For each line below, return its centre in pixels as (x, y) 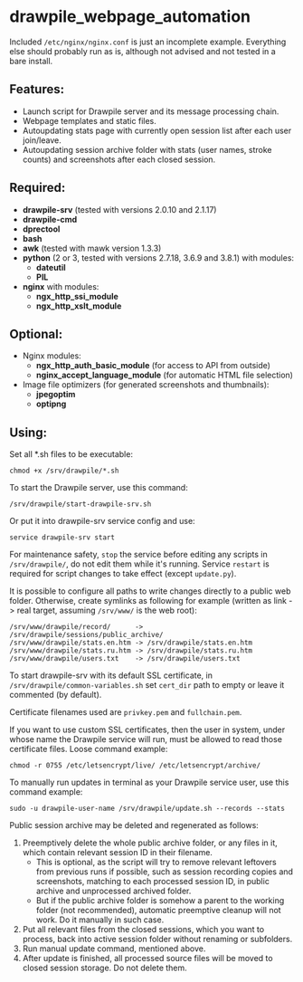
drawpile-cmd (50, 219)
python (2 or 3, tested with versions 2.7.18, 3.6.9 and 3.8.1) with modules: (158, 257)
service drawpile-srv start (62, 538)
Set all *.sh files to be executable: (71, 454)
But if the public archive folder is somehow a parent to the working (160, 901)
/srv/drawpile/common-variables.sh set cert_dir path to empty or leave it (147, 685)
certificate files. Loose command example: (89, 749)
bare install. (31, 61)
